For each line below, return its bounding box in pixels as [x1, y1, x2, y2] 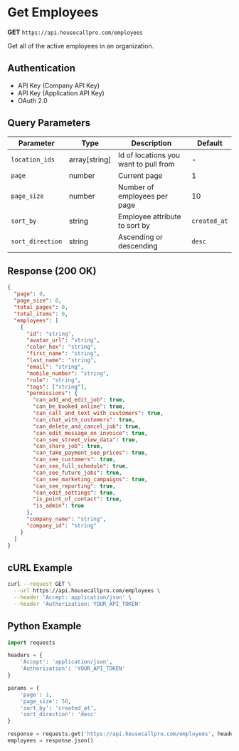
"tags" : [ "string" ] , [26, 383, 87, 390]
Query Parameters [7, 117, 91, 129]
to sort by [118, 220, 151, 230]
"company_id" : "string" [26, 522, 97, 529]
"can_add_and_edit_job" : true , [33, 396, 126, 404]
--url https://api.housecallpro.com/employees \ [14, 587, 161, 594]
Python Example [7, 620, 82, 632]
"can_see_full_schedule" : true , [33, 463, 129, 470]
